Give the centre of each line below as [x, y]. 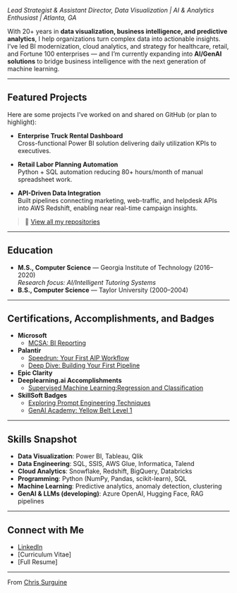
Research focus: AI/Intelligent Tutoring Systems [87, 282]
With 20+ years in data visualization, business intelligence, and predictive [117, 31]
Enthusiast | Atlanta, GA [42, 18]
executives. [34, 150]
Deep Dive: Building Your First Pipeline [84, 365]
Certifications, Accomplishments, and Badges [111, 319]
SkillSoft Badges [42, 396]
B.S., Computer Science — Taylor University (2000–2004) [103, 290]
